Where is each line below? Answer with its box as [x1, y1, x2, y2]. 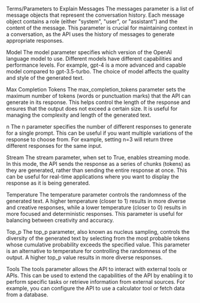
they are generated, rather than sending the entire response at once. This [6, 167, 187, 174]
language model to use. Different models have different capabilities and [6, 55, 183, 62]
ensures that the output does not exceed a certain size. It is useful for [6, 105, 178, 112]
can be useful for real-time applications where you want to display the [6, 173, 179, 180]
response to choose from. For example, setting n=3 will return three [6, 136, 174, 143]
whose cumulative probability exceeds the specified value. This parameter [6, 241, 190, 248]
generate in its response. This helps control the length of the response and [6, 99, 190, 106]
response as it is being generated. [6, 180, 90, 186]
